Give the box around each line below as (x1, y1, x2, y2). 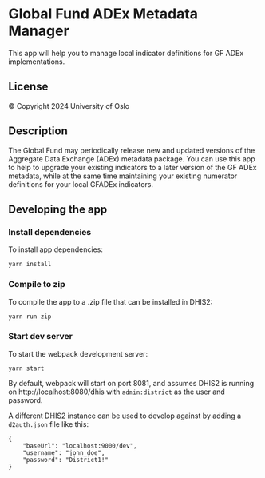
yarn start (8, 364, 45, 372)
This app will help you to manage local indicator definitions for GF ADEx (8, 48, 244, 58)
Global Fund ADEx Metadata (8, 5, 198, 23)
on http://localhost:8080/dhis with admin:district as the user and (8, 387, 225, 396)
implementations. (8, 57, 65, 66)
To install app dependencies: (8, 245, 104, 254)
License (8, 80, 49, 94)
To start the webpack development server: (8, 349, 148, 358)
